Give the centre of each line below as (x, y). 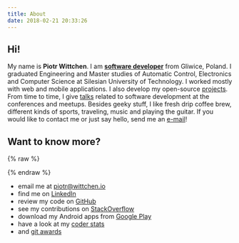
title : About (27, 14)
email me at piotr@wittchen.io (61, 186)
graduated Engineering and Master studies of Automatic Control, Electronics (119, 74)
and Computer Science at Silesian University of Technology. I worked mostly (120, 82)
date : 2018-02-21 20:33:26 (47, 21)
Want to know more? (54, 142)
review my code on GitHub (57, 201)
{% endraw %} (29, 173)
